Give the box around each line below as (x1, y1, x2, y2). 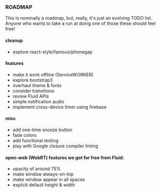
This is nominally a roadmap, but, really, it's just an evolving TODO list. (5, 15, 152, 21)
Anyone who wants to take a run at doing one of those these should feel (5, 20, 156, 26)
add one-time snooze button (12, 127, 73, 133)
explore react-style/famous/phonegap (12, 49, 93, 55)
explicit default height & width (12, 182, 75, 188)
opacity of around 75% (12, 166, 61, 172)
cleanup (5, 37, 23, 44)
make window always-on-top (12, 171, 74, 177)
